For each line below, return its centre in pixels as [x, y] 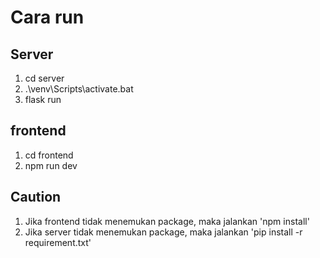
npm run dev [51, 165]
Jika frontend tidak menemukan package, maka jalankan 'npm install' [167, 221]
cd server [44, 78]
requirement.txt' [58, 242]
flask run [43, 99]
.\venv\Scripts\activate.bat [79, 89]
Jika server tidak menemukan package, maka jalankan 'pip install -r [163, 232]
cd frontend [49, 155]
